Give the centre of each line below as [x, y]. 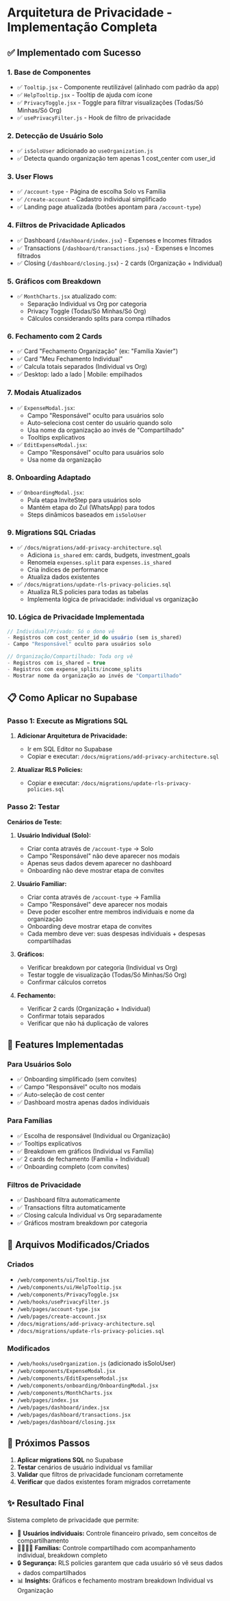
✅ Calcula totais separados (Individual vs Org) [82, 367]
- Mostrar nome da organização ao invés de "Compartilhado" [95, 675]
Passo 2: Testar [34, 807]
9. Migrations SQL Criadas [51, 532]
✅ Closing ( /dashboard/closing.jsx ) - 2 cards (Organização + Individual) [120, 263]
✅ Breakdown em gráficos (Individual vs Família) [85, 1151]
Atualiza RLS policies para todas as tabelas [88, 592]
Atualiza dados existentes [63, 577]
